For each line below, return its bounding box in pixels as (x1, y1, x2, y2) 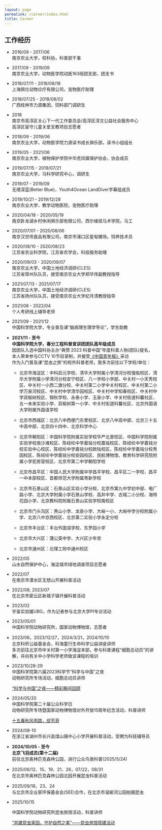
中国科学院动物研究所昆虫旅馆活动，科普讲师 (11, 809, 103, 815)
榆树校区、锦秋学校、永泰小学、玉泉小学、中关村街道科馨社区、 (28, 395, 158, 400)
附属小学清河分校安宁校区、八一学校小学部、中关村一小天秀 (32, 376, 153, 382)
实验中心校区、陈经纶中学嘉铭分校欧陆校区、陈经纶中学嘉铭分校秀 (23, 446, 158, 452)
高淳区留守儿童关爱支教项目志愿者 (11, 124, 81, 130)
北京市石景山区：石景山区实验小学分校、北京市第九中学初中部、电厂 (19, 486, 158, 492)
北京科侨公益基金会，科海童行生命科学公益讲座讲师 (11, 641, 116, 647)
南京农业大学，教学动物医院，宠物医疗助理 (11, 202, 98, 208)
